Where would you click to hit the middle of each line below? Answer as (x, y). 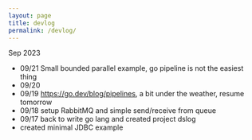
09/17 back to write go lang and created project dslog (108, 119)
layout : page (30, 16)
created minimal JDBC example (71, 127)
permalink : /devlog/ (43, 30)
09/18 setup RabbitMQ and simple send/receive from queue (118, 111)
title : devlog (32, 23)
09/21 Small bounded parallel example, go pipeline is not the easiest (132, 68)
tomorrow (36, 102)
